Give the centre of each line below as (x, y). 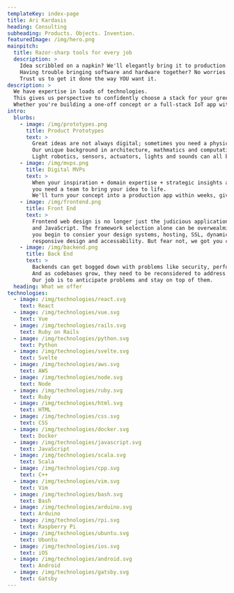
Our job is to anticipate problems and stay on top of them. (123, 280)
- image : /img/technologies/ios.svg (67, 546)
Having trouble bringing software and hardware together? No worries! (124, 72)
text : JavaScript (45, 449)
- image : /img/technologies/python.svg (71, 338)
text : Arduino (40, 514)
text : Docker (39, 436)
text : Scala (37, 462)
